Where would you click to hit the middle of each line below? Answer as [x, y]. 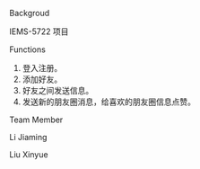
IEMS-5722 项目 [39, 31]
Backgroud [30, 13]
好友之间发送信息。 [58, 90]
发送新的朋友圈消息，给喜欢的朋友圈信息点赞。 [109, 102]
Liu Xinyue [29, 155]
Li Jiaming [28, 137]
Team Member [36, 120]
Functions [28, 49]
